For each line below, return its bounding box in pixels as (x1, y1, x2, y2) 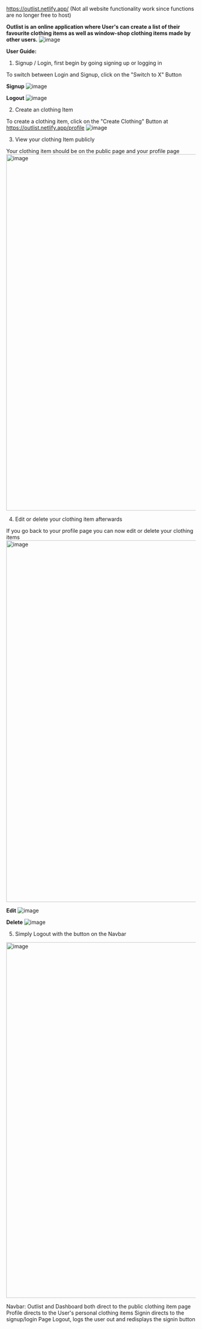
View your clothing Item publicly (14, 136, 95, 143)
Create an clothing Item (14, 106, 73, 113)
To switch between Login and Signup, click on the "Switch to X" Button (6, 71, 182, 78)
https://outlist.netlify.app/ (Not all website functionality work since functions (6, 5, 194, 12)
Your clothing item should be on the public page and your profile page (6, 148, 180, 154)
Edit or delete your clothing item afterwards (14, 515, 123, 523)
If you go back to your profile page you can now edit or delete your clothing (6, 527, 194, 534)
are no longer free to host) (6, 11, 72, 19)
